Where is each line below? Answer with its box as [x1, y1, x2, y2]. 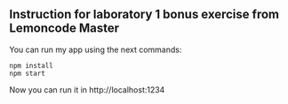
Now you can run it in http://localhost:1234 [9, 84, 165, 95]
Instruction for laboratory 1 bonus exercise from [9, 7, 280, 22]
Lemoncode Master [9, 21, 120, 36]
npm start [9, 69, 46, 78]
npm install [9, 61, 53, 70]
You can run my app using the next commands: [9, 44, 182, 55]
